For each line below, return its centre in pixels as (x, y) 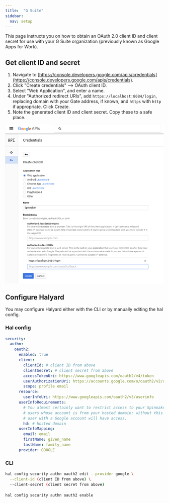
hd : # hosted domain (45, 424)
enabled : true (33, 355)
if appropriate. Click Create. (41, 107)
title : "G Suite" (24, 11)
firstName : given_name (47, 440)
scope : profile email (46, 386)
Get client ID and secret (43, 63)
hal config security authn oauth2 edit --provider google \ (70, 474)
